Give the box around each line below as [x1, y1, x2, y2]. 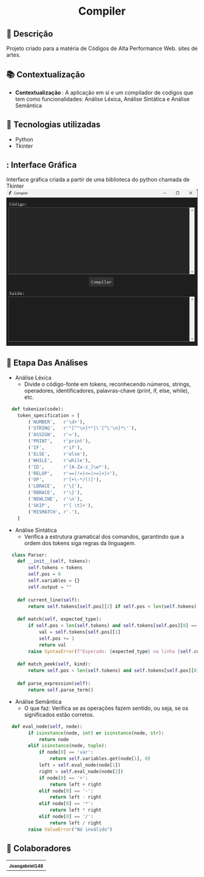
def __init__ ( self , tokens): [17, 558, 91, 565]
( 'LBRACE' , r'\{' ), [28, 483, 83, 489]
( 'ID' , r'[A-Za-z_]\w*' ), [28, 464, 110, 470]
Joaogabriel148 [8, 863, 44, 870]
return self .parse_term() [28, 687, 94, 693]
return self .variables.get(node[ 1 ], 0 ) [49, 756, 151, 762]
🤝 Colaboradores [6, 843, 72, 854]
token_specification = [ [17, 412, 80, 418]
